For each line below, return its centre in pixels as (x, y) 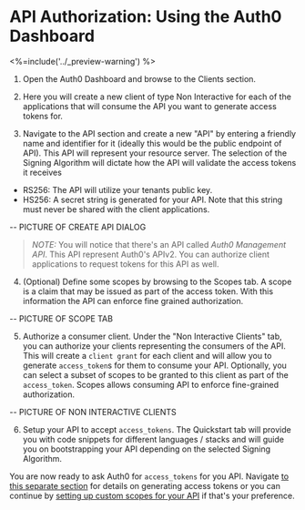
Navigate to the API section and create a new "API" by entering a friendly (159, 133)
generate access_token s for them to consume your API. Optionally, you (154, 365)
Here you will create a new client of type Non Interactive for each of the (157, 97)
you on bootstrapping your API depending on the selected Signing (147, 449)
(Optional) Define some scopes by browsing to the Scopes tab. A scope (157, 281)
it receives (42, 172)
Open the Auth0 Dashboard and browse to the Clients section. (139, 78)
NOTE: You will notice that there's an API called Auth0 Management (159, 244)
